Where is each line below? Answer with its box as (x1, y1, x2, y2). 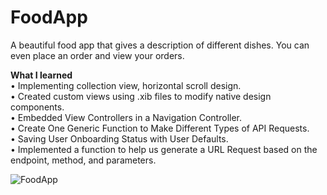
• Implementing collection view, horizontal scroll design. (10, 79, 242, 91)
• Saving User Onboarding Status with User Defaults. (10, 132, 229, 145)
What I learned (10, 69, 73, 81)
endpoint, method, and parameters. (10, 154, 157, 166)
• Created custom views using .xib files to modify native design (10, 90, 272, 102)
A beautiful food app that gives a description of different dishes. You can (10, 39, 310, 51)
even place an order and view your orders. (10, 49, 185, 61)
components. (10, 101, 65, 113)
